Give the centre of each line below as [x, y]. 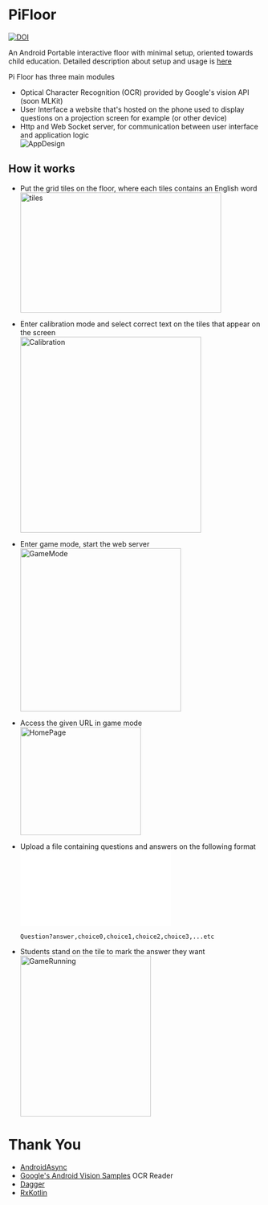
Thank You [45, 1144]
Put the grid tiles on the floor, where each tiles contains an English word [138, 188]
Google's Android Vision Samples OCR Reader [97, 1175]
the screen [38, 332]
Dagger [32, 1184]
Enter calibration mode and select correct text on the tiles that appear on [140, 324]
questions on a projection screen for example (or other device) [123, 117]
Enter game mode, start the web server [85, 543]
